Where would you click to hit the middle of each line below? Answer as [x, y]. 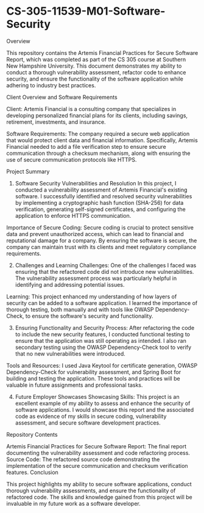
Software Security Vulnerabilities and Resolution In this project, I [96, 183]
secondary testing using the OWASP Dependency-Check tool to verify [103, 347]
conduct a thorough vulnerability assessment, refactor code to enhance [96, 72]
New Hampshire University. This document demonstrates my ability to [94, 66]
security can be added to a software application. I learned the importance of [102, 303]
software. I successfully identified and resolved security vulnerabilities [104, 196]
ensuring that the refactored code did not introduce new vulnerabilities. [104, 271]
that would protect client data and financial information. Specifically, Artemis [102, 140]
